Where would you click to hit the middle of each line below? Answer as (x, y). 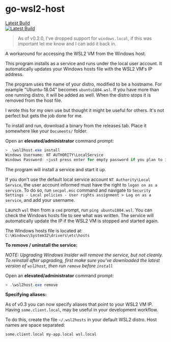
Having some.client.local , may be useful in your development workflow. (82, 310)
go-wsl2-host (35, 9)
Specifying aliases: (26, 295)
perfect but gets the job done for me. (44, 116)
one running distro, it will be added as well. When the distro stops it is (78, 95)
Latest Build (18, 23)
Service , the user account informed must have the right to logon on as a (81, 185)
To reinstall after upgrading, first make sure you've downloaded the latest (83, 260)
